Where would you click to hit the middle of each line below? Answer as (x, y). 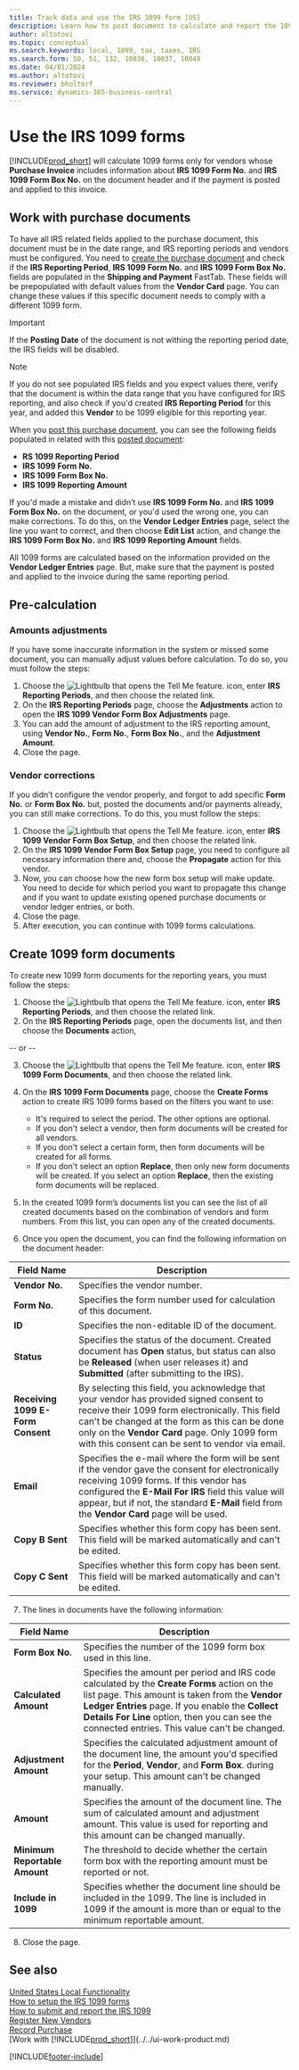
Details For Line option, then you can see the (178, 1717)
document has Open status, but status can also (177, 1351)
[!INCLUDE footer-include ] (57, 2056)
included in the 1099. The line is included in (175, 1898)
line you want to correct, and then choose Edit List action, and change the (145, 531)
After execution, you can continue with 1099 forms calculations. (139, 926)
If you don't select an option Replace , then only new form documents (162, 1167)
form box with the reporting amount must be (176, 1861)
